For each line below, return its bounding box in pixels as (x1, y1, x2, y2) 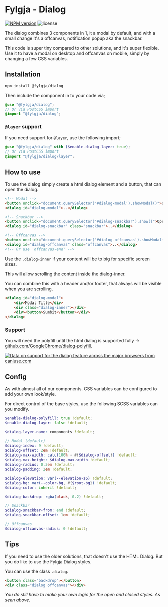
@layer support (5, 123, 42, 130)
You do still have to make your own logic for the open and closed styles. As (5, 592, 161, 598)
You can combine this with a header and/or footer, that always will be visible (5, 280, 162, 286)
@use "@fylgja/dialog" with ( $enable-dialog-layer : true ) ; (5, 144, 131, 149)
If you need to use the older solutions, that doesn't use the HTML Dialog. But (5, 553, 163, 559)
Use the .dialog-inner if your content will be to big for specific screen (5, 256, 150, 262)
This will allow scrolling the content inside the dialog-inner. (5, 271, 126, 277)
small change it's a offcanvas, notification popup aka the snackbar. (5, 35, 143, 41)
